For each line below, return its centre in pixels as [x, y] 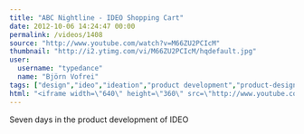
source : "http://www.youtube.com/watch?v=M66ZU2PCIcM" [115, 43]
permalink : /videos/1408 [56, 34]
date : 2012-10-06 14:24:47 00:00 [72, 26]
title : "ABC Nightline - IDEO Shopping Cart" [96, 18]
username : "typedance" [60, 69]
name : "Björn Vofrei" [58, 77]
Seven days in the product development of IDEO [99, 120]
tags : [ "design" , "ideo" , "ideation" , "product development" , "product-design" [155, 85]
